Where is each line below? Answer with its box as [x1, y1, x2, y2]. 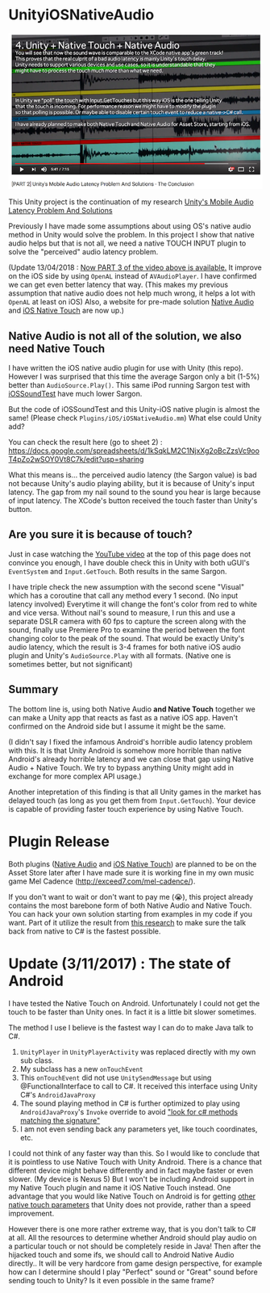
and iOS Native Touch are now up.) [8, 305, 125, 316]
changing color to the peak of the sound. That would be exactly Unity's [8, 633, 244, 643]
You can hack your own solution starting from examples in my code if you [8, 909, 252, 918]
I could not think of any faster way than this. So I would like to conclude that [8, 1148, 260, 1158]
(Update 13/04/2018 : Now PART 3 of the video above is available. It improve [8, 262, 262, 272]
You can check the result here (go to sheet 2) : [8, 438, 163, 447]
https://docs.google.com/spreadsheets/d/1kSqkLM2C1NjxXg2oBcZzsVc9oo [8, 446, 260, 455]
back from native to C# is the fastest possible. [8, 926, 161, 936]
